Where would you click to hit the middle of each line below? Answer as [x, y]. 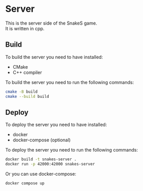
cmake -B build [22, 92]
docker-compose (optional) [42, 140]
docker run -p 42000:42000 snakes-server [50, 164]
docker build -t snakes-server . [41, 159]
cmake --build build [27, 96]
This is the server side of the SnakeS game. [51, 23]
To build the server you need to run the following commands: [70, 82]
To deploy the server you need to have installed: [56, 125]
